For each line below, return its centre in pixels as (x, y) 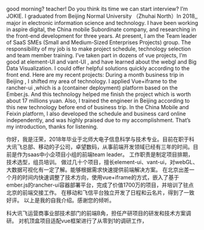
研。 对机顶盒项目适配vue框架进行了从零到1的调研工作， (77, 221)
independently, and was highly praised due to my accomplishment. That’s (99, 120)
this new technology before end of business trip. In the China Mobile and (98, 107)
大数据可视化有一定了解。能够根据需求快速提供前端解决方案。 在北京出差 (98, 170)
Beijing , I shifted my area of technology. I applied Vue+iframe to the (92, 81)
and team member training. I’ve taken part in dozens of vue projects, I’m (97, 55)
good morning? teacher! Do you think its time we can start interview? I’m (97, 9)
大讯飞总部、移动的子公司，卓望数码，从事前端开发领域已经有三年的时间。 (100, 147)
